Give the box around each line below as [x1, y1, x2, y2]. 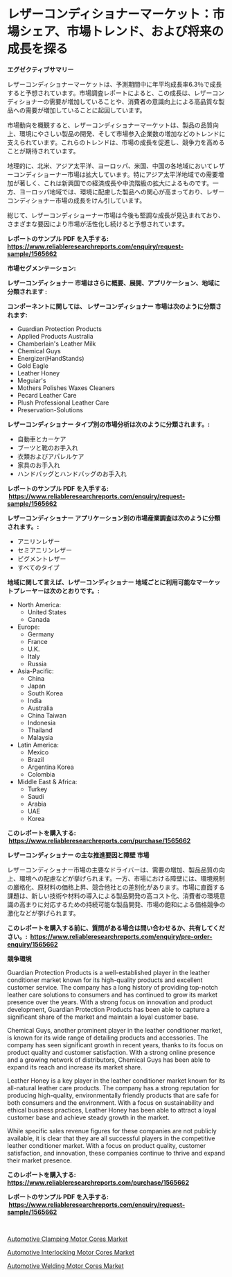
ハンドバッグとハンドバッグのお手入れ [17, 469, 127, 477]
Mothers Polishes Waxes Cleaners [17, 383, 116, 392]
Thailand [27, 726, 53, 734]
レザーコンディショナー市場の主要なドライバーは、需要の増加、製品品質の [7, 865, 220, 874]
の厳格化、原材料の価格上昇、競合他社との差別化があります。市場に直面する [7, 883, 225, 891]
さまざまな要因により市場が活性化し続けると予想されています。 [7, 219, 188, 228]
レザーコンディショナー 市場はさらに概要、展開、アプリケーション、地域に [7, 278, 220, 287]
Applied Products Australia [17, 332, 93, 340]
